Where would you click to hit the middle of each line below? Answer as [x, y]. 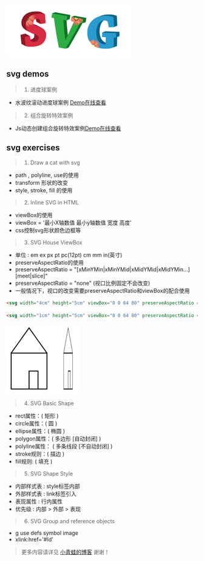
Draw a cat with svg [55, 162]
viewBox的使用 [34, 215]
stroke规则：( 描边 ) [40, 454]
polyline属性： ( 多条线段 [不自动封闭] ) [64, 447]
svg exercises [33, 148]
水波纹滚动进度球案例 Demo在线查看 [60, 102]
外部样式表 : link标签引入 [46, 494]
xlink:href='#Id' [34, 540]
